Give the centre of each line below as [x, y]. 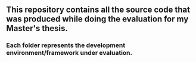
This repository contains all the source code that [98, 10]
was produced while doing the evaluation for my [97, 19]
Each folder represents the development [66, 45]
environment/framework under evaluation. [69, 53]
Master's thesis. [37, 28]
